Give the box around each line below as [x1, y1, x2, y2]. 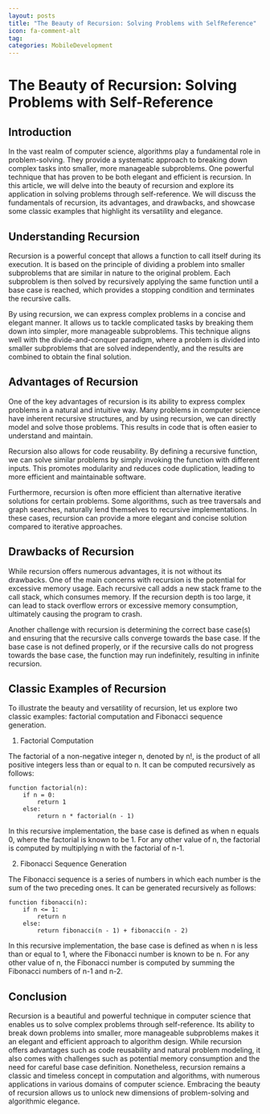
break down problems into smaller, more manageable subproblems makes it [8, 1028, 260, 1038]
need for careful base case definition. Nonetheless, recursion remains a [8, 1063, 246, 1072]
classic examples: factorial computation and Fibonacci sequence [8, 712, 223, 722]
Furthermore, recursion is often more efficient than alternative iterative [8, 487, 242, 497]
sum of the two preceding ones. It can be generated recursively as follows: [8, 883, 257, 893]
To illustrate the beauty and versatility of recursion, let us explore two [8, 703, 239, 713]
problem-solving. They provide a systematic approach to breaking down [8, 155, 247, 165]
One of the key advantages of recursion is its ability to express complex [8, 396, 246, 406]
